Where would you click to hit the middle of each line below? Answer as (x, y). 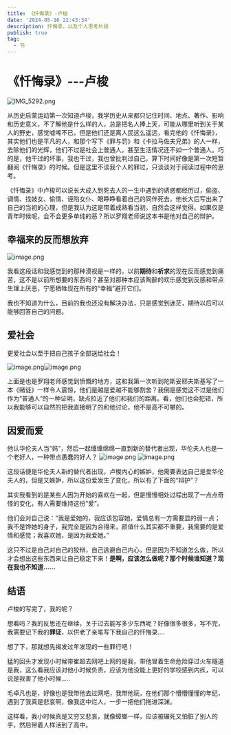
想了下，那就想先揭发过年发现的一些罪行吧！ (70, 647)
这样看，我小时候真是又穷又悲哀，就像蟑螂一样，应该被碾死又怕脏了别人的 (112, 716)
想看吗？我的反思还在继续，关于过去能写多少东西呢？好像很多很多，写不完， (115, 624)
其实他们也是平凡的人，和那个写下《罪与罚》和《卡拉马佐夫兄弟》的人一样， (115, 141)
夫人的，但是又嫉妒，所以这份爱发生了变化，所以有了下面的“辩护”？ (103, 480)
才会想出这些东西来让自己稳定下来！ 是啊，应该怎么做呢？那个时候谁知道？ (112, 559)
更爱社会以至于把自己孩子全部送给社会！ (64, 353)
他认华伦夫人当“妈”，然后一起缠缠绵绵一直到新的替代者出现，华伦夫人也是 (112, 449)
